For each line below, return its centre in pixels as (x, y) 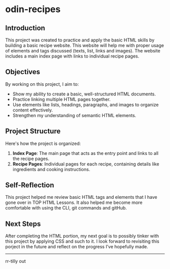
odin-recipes (33, 9)
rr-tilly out (16, 261)
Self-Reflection (30, 185)
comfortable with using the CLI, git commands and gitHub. (66, 208)
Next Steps (23, 224)
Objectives (23, 72)
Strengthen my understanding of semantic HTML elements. (74, 115)
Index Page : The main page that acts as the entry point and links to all (85, 153)
